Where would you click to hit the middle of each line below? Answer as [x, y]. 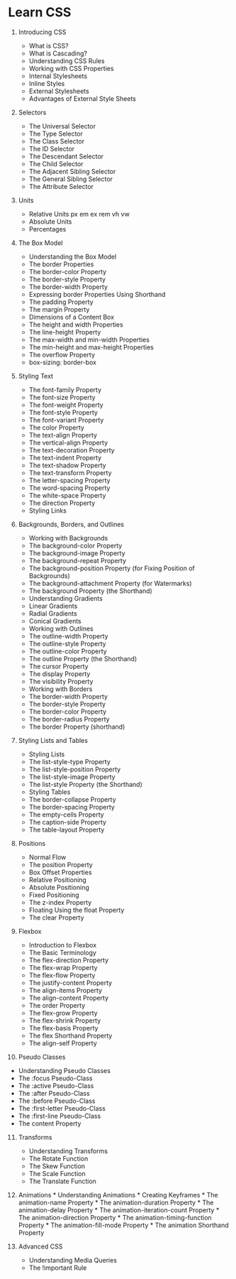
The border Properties [61, 264]
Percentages [47, 229]
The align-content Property [69, 998]
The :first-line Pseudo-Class [60, 1116]
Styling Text [36, 376]
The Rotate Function [58, 1158]
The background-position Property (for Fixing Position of [112, 568]
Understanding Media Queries [73, 1260]
